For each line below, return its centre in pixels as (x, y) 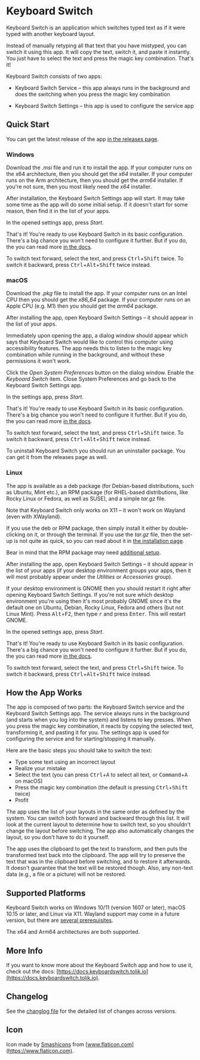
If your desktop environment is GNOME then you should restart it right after (99, 588)
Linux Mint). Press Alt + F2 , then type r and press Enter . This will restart (96, 613)
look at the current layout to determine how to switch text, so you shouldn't (99, 825)
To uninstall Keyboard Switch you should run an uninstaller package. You (96, 451)
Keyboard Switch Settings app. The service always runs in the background (98, 713)
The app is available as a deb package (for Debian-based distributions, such (100, 485)
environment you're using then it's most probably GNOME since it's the (93, 601)
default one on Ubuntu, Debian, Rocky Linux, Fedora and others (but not (95, 607)
